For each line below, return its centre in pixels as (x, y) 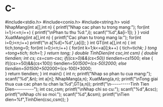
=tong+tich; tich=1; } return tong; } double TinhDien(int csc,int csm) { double (81, 53)
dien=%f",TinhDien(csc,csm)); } (37, 99)
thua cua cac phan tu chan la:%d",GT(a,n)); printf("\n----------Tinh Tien (77, 84)
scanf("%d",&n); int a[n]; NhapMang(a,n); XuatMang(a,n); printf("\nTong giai (81, 79)
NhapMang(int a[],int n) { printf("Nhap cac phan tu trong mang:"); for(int (77, 27)
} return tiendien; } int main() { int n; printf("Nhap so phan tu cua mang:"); (78, 73)
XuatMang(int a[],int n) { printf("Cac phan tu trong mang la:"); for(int (73, 37)
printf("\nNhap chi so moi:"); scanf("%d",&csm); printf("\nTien (67, 94)
